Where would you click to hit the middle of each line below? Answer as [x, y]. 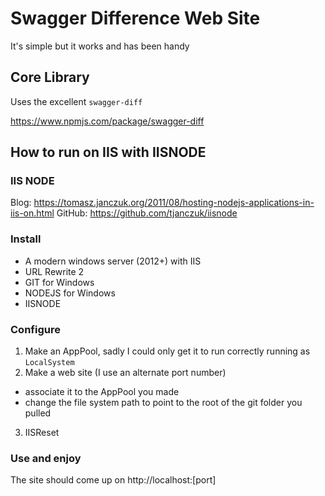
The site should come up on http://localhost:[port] [113, 480]
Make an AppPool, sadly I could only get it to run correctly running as [167, 351]
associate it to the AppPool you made [102, 392]
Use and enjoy [46, 458]
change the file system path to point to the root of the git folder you [163, 403]
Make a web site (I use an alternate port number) [125, 373]
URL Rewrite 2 [54, 271]
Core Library [50, 77]
